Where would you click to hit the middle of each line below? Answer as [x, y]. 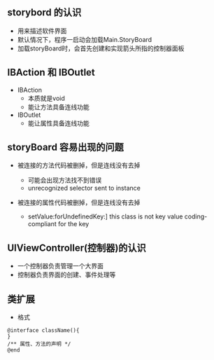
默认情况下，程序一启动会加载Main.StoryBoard [85, 39]
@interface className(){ [43, 331]
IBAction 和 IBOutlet [51, 72]
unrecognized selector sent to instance [84, 188]
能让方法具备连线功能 [58, 106]
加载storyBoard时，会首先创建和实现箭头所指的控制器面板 [101, 48]
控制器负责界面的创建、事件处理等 [66, 275]
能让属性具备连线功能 [58, 123]
